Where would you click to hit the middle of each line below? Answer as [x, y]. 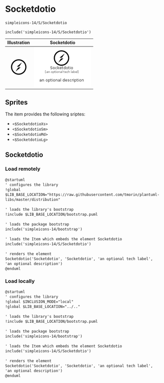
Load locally [20, 281]
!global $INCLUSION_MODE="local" [39, 302]
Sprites [16, 102]
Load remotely [23, 169]
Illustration [19, 42]
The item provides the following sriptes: [45, 114]
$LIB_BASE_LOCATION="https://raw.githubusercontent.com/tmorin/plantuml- [82, 194]
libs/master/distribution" [33, 199]
